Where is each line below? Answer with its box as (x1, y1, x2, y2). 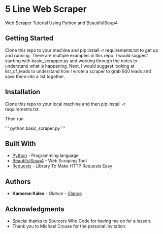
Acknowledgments (5, 205, 65, 213)
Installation (5, 88, 40, 96)
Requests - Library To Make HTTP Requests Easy (12, 163, 112, 169)
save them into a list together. (5, 73, 65, 79)
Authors (5, 177, 31, 186)
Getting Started (5, 34, 54, 42)
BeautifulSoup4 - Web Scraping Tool (12, 158, 87, 164)
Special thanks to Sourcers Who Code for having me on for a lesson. (12, 218, 152, 224)
